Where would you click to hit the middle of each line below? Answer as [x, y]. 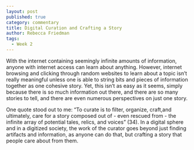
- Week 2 [22, 45]
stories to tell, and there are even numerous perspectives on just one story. [97, 98]
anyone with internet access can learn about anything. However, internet [94, 67]
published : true [26, 17]
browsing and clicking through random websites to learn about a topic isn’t [97, 73]
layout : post [22, 11]
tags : [13, 39]
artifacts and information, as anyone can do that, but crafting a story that [94, 134]
